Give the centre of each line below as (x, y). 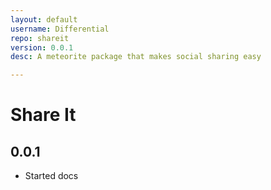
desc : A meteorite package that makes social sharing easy (136, 57)
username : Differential (60, 29)
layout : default (44, 19)
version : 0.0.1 (42, 47)
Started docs (51, 176)
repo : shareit (40, 38)
